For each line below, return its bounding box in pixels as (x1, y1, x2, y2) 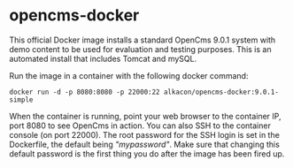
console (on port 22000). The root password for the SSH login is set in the (9, 129, 281, 140)
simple (9, 95, 34, 104)
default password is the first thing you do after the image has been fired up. (9, 148, 285, 159)
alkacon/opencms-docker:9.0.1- (163, 88, 279, 96)
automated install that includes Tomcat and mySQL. (9, 53, 197, 64)
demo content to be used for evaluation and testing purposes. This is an (9, 43, 272, 54)
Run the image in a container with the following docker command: (9, 70, 249, 80)
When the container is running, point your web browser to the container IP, (9, 111, 281, 121)
